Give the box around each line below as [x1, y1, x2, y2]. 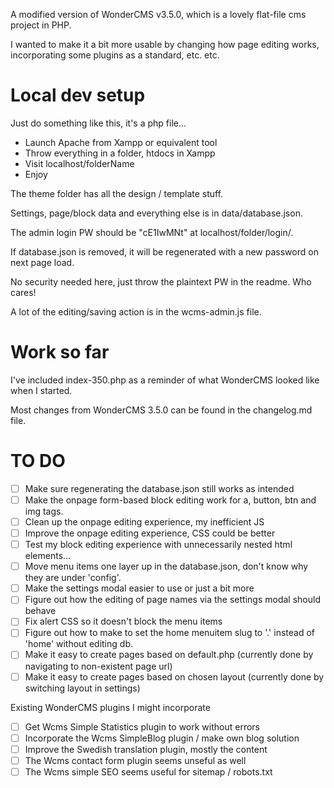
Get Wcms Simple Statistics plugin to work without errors [24, 720, 260, 733]
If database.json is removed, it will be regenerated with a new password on [10, 245, 319, 258]
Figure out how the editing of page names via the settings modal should [24, 594, 321, 606]
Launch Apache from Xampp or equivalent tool [24, 136, 218, 148]
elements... [24, 550, 72, 562]
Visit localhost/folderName [24, 157, 135, 169]
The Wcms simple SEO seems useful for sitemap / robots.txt [24, 765, 273, 778]
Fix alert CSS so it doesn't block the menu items [24, 615, 223, 628]
